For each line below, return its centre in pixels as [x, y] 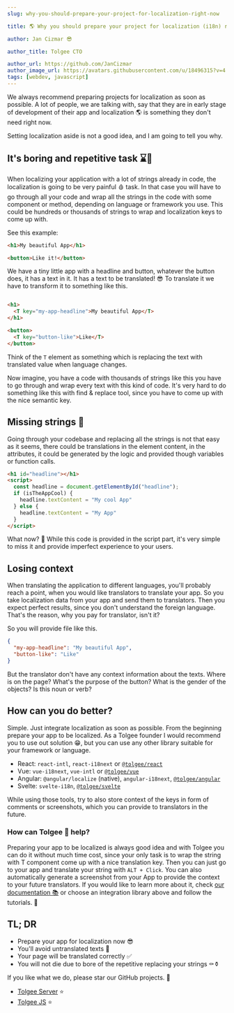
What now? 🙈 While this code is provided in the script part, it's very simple [114, 539]
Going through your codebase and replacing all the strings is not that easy [114, 439]
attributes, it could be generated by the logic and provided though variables [116, 454]
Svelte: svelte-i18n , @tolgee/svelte [69, 785]
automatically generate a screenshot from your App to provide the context [114, 877]
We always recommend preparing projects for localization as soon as [106, 97]
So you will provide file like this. [52, 628]
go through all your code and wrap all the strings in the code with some [110, 197]
